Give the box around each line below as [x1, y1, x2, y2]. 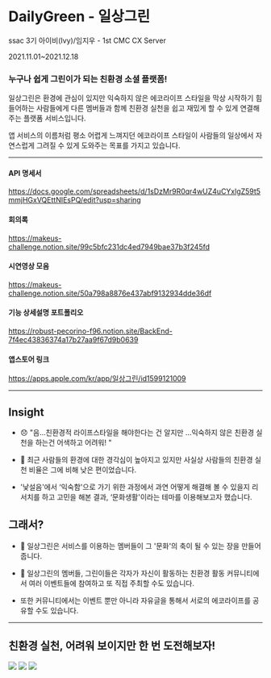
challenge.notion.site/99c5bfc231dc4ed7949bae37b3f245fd [8, 241, 211, 251]
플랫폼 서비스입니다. [23, 114, 86, 123]
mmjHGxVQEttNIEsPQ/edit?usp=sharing [8, 195, 141, 205]
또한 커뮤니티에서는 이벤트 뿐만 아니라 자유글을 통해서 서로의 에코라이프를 [19, 595, 252, 605]
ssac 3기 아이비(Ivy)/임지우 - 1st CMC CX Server [8, 36, 167, 45]
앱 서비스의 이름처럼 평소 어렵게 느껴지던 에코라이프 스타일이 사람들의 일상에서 [8, 131, 254, 140]
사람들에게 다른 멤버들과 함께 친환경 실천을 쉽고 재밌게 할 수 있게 [35, 103, 239, 113]
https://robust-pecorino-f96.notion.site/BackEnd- [8, 326, 173, 336]
